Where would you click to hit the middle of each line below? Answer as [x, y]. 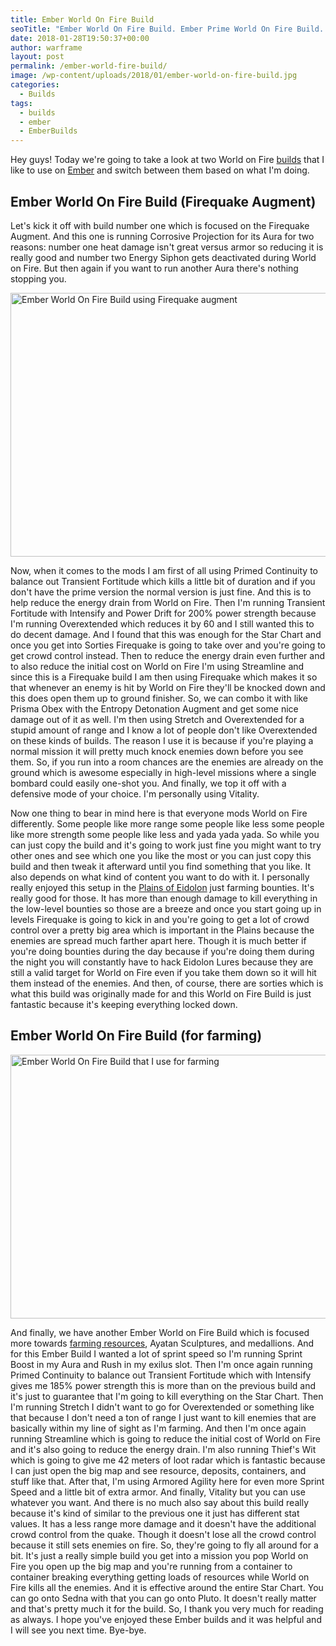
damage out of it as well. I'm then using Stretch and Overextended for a [157, 719]
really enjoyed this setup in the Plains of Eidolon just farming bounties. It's [162, 887]
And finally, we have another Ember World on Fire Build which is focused [160, 1332]
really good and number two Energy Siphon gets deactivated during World [163, 257]
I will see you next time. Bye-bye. [78, 1630]
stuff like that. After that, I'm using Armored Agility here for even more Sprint [167, 1481]
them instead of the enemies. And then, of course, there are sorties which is [167, 983]
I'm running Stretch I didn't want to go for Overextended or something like [162, 1407]
